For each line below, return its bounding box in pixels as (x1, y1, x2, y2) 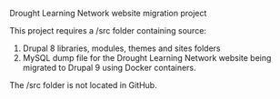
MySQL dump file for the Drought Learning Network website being (22, 53, 272, 63)
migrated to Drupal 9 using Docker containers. (22, 63, 197, 73)
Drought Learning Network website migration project (9, 8, 207, 18)
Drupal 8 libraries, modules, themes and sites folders (22, 43, 221, 54)
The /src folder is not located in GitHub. (9, 80, 157, 90)
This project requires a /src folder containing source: (9, 25, 207, 35)
